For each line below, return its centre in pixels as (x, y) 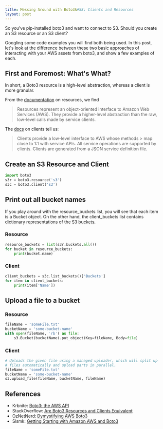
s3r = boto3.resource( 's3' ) (34, 180)
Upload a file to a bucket (43, 300)
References (23, 394)
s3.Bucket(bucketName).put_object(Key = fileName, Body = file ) (76, 338)
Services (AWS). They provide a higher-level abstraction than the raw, (87, 115)
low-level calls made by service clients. (56, 119)
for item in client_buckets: (35, 281)
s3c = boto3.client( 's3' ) (31, 184)
